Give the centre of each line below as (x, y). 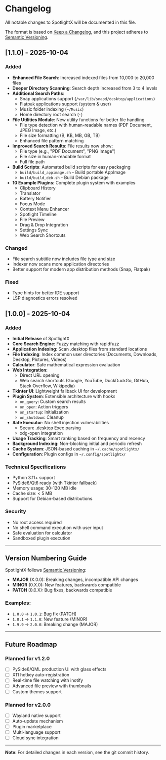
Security (16, 511)
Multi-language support (36, 732)
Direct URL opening (40, 375)
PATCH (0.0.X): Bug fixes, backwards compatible (62, 590)
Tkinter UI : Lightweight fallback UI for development (64, 391)
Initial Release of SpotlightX (41, 338)
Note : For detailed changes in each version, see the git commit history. (77, 753)
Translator (30, 193)
